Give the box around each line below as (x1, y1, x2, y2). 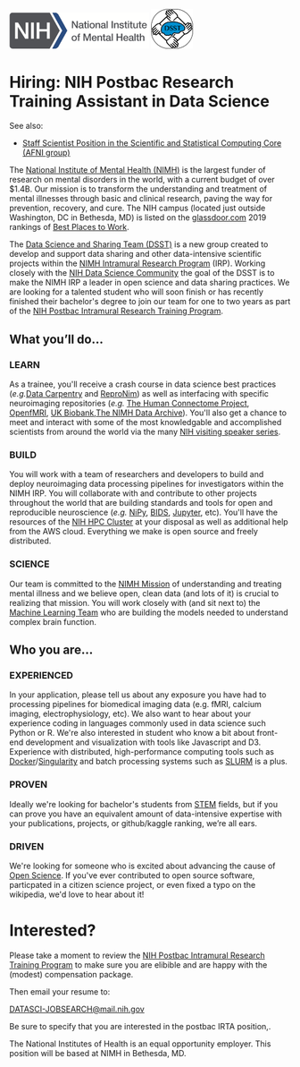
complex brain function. (9, 616, 96, 627)
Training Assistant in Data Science (9, 90, 270, 111)
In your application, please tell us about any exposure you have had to (9, 689, 267, 700)
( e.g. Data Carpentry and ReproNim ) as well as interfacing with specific (9, 388, 270, 399)
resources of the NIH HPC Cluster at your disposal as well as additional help (9, 516, 288, 527)
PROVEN (9, 779, 47, 791)
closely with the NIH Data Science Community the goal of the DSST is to (9, 268, 275, 278)
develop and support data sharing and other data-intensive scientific (9, 249, 262, 260)
